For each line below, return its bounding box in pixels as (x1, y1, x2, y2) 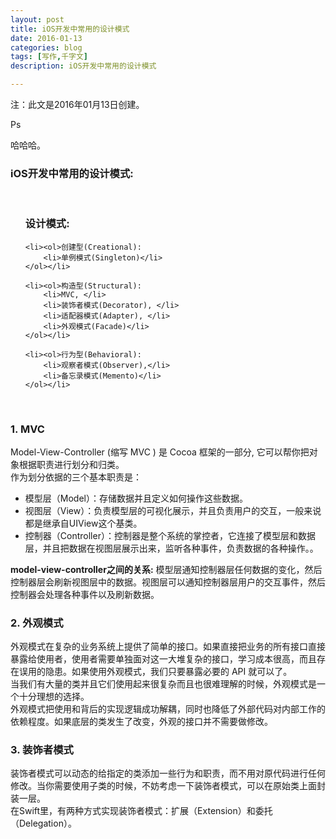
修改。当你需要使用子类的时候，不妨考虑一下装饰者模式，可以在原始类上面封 (10, 780, 326, 792)
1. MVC (10, 422, 45, 436)
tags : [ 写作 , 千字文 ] (10, 52, 88, 62)
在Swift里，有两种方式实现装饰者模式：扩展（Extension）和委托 (10, 805, 273, 817)
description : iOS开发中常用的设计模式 (10, 61, 157, 71)
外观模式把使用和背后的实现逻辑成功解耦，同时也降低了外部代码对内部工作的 (10, 703, 326, 715)
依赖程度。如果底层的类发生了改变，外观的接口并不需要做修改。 (10, 716, 273, 728)
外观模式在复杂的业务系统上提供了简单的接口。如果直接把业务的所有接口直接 (10, 641, 326, 653)
